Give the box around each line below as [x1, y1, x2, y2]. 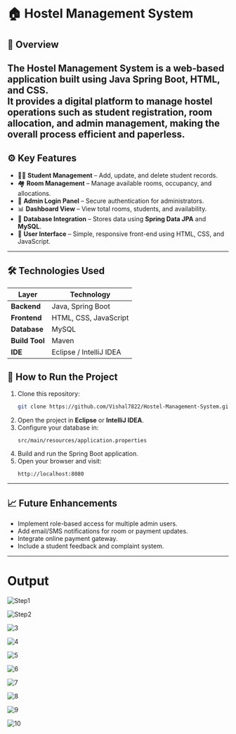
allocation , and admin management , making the [7, 117, 220, 129]
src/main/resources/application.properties [17, 437, 147, 444]
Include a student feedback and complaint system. [17, 542, 164, 550]
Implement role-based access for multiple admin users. [17, 519, 178, 528]
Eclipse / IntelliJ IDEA [51, 347, 122, 356]
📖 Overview [7, 38, 59, 50]
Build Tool [11, 335, 45, 345]
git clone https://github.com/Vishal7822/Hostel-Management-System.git [17, 403, 232, 411]
